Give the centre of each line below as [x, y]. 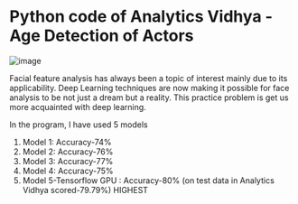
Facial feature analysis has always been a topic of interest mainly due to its [149, 78]
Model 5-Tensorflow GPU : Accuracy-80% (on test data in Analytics [149, 180]
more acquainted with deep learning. [78, 107]
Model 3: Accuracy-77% [68, 161]
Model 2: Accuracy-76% [68, 152]
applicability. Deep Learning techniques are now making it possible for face [149, 88]
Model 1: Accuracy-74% [67, 142]
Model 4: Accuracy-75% [68, 171]
